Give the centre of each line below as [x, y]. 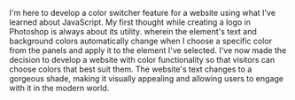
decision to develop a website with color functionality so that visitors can [142, 60]
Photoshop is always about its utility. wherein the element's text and [133, 31]
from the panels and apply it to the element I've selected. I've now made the [148, 50]
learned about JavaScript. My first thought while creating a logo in [130, 22]
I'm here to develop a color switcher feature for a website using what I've [143, 13]
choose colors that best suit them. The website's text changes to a [131, 69]
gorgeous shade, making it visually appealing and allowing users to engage [146, 78]
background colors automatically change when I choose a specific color [141, 41]
